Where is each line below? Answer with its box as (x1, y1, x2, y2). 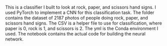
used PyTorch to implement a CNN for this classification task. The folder (5, 9, 154, 15)
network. (5, 36, 24, 42)
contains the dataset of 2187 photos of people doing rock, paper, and (5, 15, 148, 20)
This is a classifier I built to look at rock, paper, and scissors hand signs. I (5, 4, 156, 10)
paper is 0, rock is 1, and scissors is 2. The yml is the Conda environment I (5, 25, 158, 31)
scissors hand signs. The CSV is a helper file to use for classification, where (5, 20, 162, 26)
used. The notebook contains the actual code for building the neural (5, 31, 146, 36)
